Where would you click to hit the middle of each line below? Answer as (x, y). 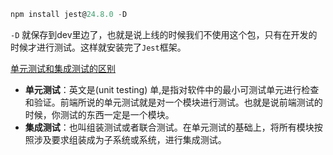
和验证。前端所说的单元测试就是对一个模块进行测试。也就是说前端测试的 (173, 102)
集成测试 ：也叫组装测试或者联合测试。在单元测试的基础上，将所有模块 (169, 127)
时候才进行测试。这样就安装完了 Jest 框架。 (98, 47)
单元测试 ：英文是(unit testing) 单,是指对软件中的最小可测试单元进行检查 (172, 89)
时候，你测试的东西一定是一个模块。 (99, 114)
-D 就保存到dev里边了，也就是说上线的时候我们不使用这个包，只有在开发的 (164, 34)
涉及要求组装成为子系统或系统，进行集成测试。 (130, 139)
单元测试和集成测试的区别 (63, 68)
